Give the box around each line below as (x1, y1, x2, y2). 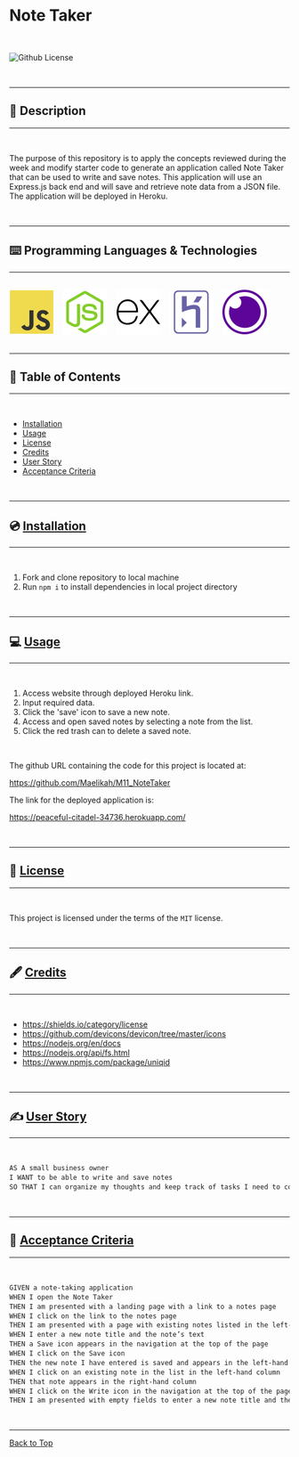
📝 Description (9, 103, 86, 118)
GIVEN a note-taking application (9, 1283, 133, 1292)
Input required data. (21, 697, 95, 708)
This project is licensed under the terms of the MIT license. (9, 912, 223, 923)
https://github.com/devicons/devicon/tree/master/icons (21, 1028, 227, 1038)
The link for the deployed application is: (9, 794, 154, 805)
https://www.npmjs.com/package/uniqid (21, 1056, 171, 1067)
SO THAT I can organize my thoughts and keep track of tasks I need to (9, 1183, 280, 1192)
